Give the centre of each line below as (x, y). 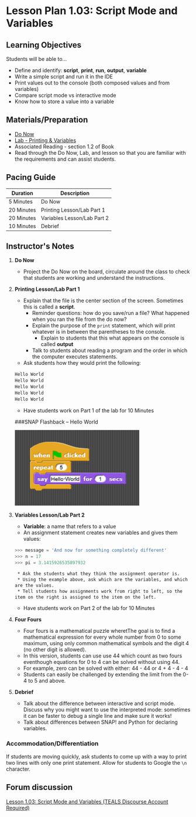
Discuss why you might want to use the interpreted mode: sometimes (107, 710)
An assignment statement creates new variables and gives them (100, 533)
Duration (22, 193)
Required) (18, 808)
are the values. (34, 586)
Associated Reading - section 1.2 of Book (64, 146)
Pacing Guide (31, 177)
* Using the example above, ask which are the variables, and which (103, 580)
